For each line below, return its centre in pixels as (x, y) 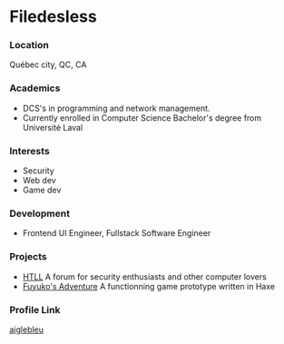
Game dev (42, 190)
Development (40, 213)
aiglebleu (26, 329)
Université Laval (53, 127)
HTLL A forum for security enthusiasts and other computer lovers (145, 276)
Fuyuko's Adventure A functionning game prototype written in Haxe (148, 286)
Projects (28, 257)
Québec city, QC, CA (48, 64)
